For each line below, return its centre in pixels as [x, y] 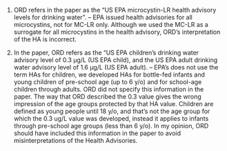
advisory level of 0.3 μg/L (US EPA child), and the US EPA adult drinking [116, 60]
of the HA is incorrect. [45, 39]
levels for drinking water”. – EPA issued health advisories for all [103, 17]
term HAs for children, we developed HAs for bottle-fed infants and [109, 74]
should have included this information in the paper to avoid [97, 133]
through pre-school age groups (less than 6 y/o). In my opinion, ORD [111, 126]
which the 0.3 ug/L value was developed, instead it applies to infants [111, 119]
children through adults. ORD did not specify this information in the [109, 89]
